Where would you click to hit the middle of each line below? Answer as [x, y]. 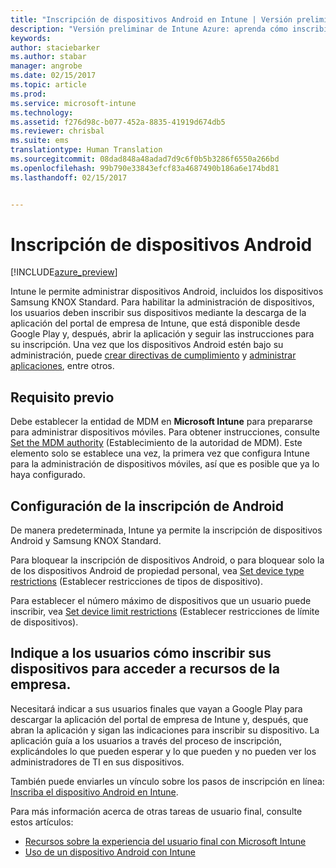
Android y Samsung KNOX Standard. [86, 541]
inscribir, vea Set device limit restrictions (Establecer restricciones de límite [165, 612]
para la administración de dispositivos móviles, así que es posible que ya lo [165, 464]
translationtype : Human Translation [86, 150]
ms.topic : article [48, 85]
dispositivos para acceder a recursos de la [145, 669]
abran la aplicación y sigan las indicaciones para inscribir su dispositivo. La [165, 730]
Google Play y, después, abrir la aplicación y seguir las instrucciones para [162, 334]
